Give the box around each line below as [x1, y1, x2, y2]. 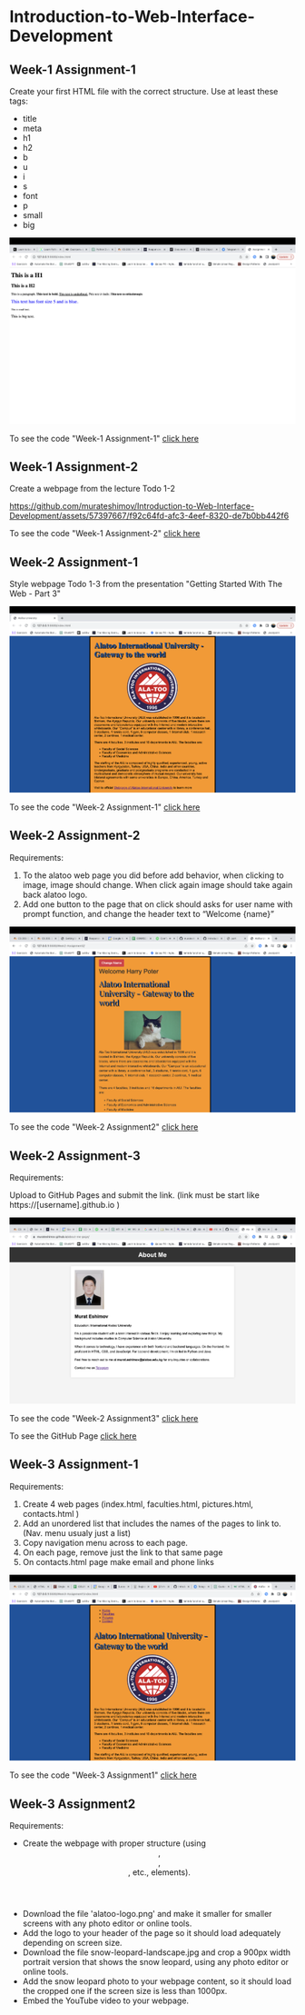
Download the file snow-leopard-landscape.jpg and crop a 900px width [22, 1947, 291, 1958]
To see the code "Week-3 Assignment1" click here [9, 1770, 197, 1781]
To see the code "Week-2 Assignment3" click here [9, 1412, 199, 1423]
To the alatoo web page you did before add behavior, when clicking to [22, 870, 284, 881]
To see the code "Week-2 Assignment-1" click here [9, 802, 201, 813]
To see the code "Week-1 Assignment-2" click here [9, 528, 201, 539]
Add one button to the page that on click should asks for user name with [22, 898, 293, 910]
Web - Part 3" [9, 588, 62, 599]
